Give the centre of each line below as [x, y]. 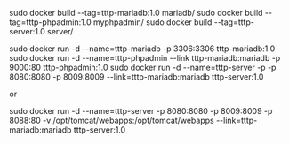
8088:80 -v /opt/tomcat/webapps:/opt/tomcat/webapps [112, 120]
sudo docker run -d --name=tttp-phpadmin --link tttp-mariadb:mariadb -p [145, 58]
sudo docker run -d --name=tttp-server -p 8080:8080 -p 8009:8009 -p [141, 111]
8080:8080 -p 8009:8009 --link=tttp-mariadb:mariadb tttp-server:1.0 [136, 77]
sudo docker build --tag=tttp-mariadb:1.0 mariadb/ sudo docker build [136, 13]
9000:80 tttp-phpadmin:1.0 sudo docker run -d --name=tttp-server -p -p [143, 67]
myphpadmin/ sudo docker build [153, 22]
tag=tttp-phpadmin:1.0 [50, 22]
